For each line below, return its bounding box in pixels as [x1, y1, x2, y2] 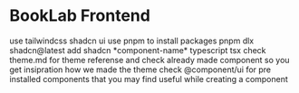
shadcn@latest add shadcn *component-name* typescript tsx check [9, 44, 266, 55]
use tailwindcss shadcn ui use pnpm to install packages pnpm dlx [9, 35, 255, 46]
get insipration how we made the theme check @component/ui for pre [9, 64, 272, 75]
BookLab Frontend [9, 5, 151, 26]
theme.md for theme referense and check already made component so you [9, 54, 290, 65]
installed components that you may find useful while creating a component [9, 73, 288, 84]
